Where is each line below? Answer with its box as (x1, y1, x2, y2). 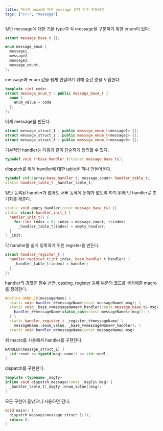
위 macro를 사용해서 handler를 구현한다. (5, 337, 83, 343)
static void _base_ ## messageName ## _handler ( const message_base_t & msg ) (9, 305, 159, 310)
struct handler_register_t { (5, 252, 65, 257)
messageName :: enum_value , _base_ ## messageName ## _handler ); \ (14, 323, 141, 328)
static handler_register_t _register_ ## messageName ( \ (9, 318, 124, 323)
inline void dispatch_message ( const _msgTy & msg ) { (5, 380, 113, 385)
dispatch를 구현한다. (5, 365, 45, 371)
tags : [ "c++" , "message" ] (5, 12, 58, 17)
